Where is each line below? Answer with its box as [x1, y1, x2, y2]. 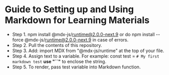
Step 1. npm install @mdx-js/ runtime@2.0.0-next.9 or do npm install [12, 31, 155, 37]
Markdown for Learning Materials [5, 14, 150, 26]
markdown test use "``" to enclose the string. [12, 58, 107, 64]
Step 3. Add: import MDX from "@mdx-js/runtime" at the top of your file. [12, 47, 164, 54]
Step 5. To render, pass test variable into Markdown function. [12, 64, 141, 70]
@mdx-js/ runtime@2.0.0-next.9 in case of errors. [25, 37, 129, 43]
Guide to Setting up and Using [5, 4, 134, 15]
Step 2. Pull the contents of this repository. [12, 42, 103, 48]
